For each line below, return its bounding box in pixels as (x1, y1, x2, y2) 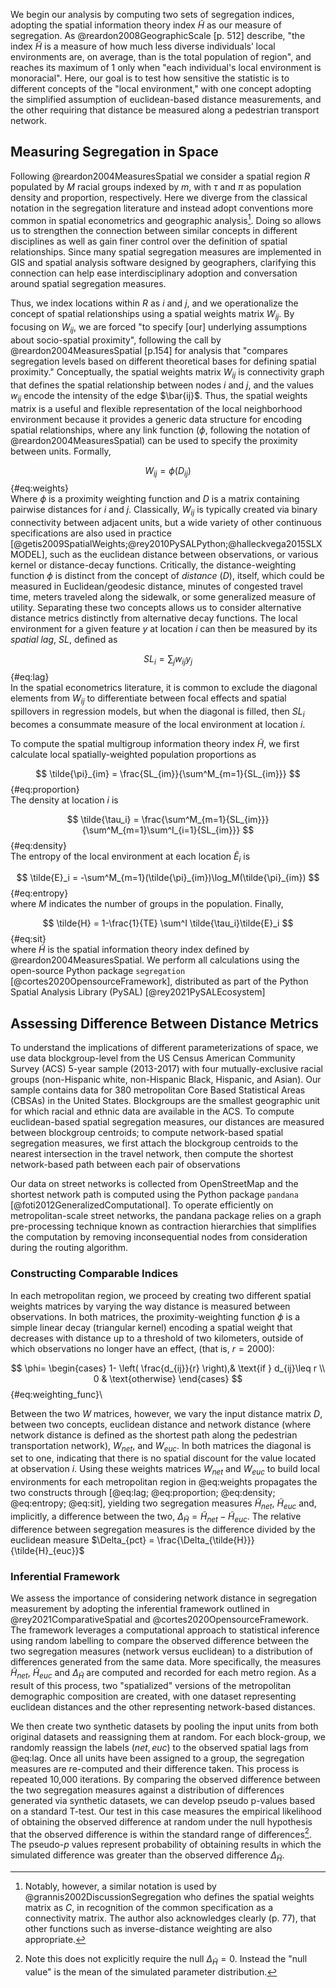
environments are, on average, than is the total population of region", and (10, 51, 312, 63)
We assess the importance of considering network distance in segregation (10, 1592, 318, 1604)
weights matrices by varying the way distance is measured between (10, 1300, 291, 1312)
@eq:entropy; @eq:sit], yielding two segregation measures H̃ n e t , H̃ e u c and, (10, 1497, 317, 1511)
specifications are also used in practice (10, 527, 172, 539)
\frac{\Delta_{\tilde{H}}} (156, 1534, 255, 1546)
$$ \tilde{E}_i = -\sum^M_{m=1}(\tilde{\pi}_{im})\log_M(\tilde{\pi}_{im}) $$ (16, 872, 320, 884)
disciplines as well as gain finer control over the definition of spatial (10, 235, 288, 248)
